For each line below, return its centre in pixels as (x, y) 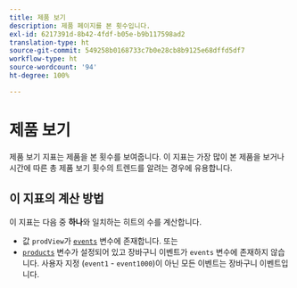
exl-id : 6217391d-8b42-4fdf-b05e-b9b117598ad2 (97, 34)
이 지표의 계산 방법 (57, 198)
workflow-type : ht (43, 59)
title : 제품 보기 (38, 17)
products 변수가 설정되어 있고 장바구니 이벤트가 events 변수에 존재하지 (145, 251)
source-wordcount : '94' (54, 68)
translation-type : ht (49, 42)
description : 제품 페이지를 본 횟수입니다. (80, 26)
